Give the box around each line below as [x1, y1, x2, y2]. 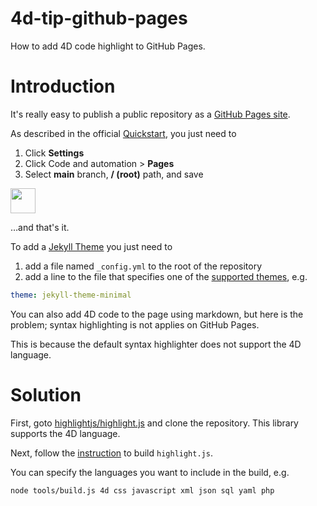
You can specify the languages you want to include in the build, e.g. [10, 466, 290, 478]
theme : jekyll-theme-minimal [10, 290, 132, 300]
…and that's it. [10, 221, 70, 233]
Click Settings [24, 147, 85, 159]
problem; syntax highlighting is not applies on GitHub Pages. [10, 318, 260, 331]
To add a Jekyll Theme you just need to [10, 240, 173, 252]
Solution [10, 383, 82, 406]
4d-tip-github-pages [10, 7, 188, 30]
